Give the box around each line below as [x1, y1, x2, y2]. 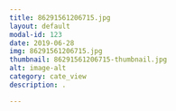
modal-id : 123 [9, 30, 63, 39]
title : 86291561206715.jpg [9, 13, 111, 23]
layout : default [9, 22, 70, 31]
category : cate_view [9, 72, 88, 81]
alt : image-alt [9, 64, 67, 73]
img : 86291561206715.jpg [9, 47, 103, 56]
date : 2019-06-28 [9, 38, 75, 48]
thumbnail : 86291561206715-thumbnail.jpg [9, 55, 168, 64]
